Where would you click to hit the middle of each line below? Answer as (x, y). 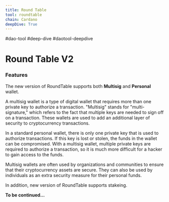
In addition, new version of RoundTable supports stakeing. (66, 185)
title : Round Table (26, 10)
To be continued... (25, 195)
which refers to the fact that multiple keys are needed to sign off (96, 112)
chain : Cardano (21, 19)
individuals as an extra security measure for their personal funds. (74, 175)
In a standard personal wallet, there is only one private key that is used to (82, 133)
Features (17, 75)
